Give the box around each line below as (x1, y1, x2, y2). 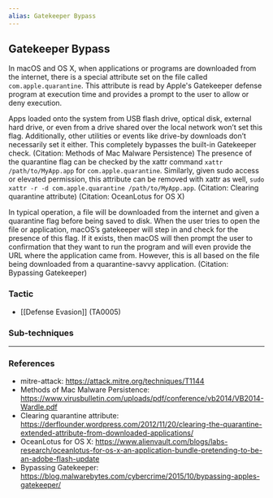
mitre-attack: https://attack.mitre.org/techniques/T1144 (19, 376, 205, 387)
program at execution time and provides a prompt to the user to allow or (8, 90, 249, 99)
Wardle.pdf (19, 402, 58, 412)
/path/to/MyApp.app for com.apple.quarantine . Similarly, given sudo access (8, 166, 260, 176)
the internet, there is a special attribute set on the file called (8, 72, 208, 82)
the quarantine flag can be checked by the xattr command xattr (8, 157, 223, 167)
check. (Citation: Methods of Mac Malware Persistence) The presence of (8, 148, 253, 159)
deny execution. (8, 98, 63, 108)
